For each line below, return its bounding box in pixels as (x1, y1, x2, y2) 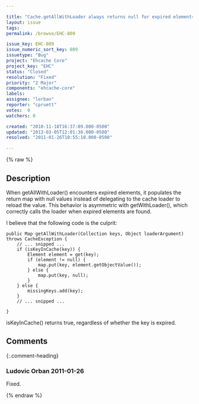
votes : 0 (6, 107, 31, 113)
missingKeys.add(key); (27, 288, 84, 294)
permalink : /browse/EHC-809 (6, 30, 76, 36)
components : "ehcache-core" (6, 85, 76, 91)
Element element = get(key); (27, 252, 99, 257)
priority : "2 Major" (6, 79, 57, 86)
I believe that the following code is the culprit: (6, 219, 117, 226)
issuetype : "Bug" (6, 52, 49, 58)
